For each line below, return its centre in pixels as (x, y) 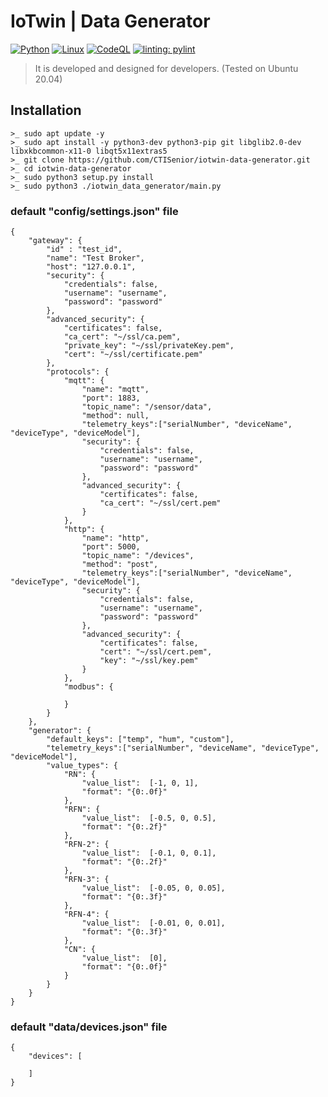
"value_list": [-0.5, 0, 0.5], (149, 818)
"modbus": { (88, 687)
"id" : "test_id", (84, 250)
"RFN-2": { (86, 845)
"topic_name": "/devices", (138, 556)
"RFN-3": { (86, 880)
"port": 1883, (111, 398)
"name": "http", (115, 538)
